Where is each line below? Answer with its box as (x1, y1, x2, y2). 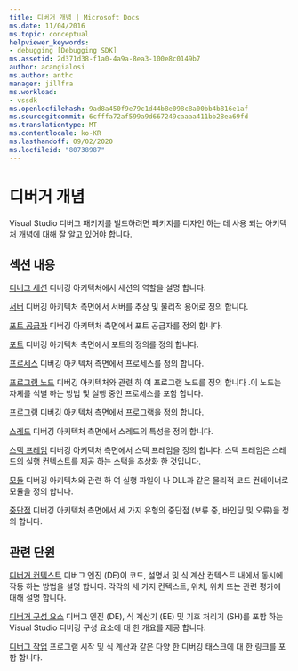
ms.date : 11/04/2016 (9, 21, 86, 30)
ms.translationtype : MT (9, 121, 98, 130)
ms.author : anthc (9, 71, 74, 80)
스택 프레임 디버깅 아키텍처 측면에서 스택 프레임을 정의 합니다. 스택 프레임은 (9, 445, 270, 456)
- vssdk (9, 95, 38, 105)
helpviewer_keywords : (9, 37, 90, 47)
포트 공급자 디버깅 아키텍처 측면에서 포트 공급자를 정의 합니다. (9, 320, 223, 331)
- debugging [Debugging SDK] (9, 46, 117, 55)
